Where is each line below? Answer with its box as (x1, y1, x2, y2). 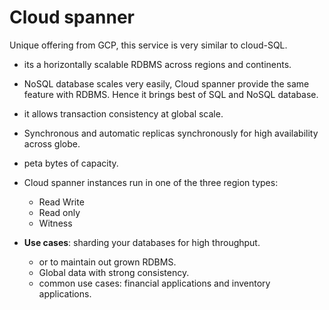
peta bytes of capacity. (23, 157, 119, 169)
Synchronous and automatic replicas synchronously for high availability (23, 127, 319, 139)
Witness (38, 217, 73, 229)
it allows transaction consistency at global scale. (23, 107, 224, 120)
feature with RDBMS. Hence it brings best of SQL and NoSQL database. (23, 88, 319, 100)
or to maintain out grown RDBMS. (38, 256, 177, 268)
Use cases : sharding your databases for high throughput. (23, 236, 261, 248)
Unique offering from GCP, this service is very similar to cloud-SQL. (9, 39, 288, 51)
